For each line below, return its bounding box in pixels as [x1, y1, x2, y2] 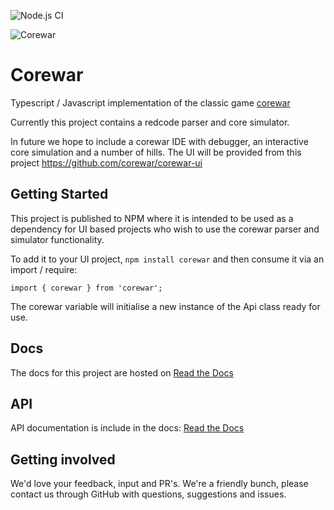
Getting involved [10, 451, 116, 468]
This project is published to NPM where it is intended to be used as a [10, 212, 294, 224]
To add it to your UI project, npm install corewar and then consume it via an [10, 253, 325, 265]
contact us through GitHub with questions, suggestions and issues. [10, 488, 287, 500]
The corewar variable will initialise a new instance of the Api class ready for [10, 300, 321, 312]
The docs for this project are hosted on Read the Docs [10, 366, 234, 379]
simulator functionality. [10, 233, 105, 245]
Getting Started [10, 186, 109, 203]
